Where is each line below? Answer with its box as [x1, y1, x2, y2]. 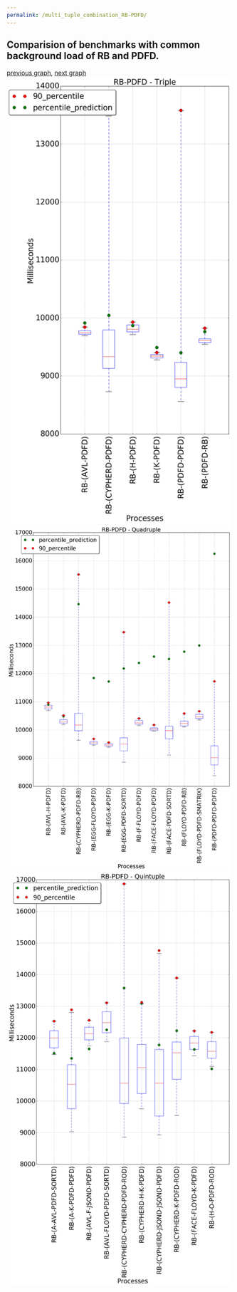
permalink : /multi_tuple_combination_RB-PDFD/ [6, 11, 147, 19]
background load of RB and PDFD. [6, 50, 159, 62]
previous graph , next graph [6, 68, 87, 78]
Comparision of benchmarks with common [6, 39, 201, 51]
